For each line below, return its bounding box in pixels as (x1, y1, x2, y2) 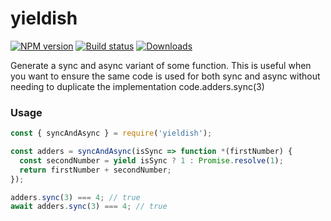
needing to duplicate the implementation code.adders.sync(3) (10, 80, 265, 92)
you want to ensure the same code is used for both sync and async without (10, 70, 321, 82)
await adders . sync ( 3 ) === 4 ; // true (10, 202, 168, 212)
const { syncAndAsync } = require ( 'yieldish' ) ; (10, 128, 213, 139)
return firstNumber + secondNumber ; (19, 165, 172, 175)
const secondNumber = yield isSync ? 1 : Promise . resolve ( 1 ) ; (19, 155, 284, 166)
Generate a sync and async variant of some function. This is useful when (10, 59, 312, 71)
